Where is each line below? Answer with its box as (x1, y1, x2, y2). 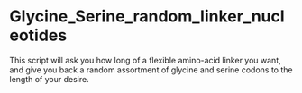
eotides (9, 25, 68, 46)
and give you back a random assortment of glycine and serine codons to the (9, 64, 293, 75)
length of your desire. (9, 73, 89, 84)
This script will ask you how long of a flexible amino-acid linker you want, (9, 55, 281, 65)
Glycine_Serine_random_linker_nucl (9, 6, 286, 27)
